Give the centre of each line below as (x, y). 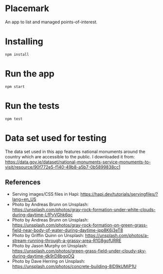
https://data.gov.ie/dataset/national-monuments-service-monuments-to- (78, 162)
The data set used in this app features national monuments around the (75, 152)
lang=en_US (24, 199)
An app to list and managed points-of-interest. (51, 22)
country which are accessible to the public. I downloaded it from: (70, 156)
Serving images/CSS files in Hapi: (46, 194)
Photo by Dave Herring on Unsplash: (49, 261)
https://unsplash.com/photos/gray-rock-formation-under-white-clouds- (84, 209)
